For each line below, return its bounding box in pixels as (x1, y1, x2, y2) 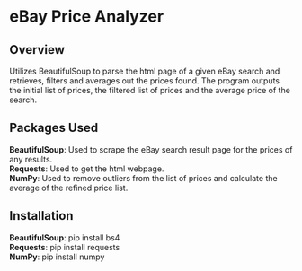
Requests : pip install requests (9, 241, 120, 252)
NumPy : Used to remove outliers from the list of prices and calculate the (9, 172, 278, 183)
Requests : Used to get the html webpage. (9, 163, 164, 174)
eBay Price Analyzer (9, 6, 164, 27)
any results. (9, 153, 53, 164)
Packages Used (9, 120, 99, 135)
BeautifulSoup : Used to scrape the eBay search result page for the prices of (9, 144, 293, 154)
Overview (9, 42, 66, 57)
